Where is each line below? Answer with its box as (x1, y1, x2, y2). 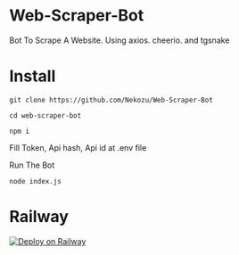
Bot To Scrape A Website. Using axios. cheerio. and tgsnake (9, 35, 230, 45)
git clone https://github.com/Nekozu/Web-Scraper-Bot (9, 95, 214, 104)
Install (9, 66, 56, 86)
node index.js (9, 177, 62, 185)
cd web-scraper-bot (9, 111, 82, 120)
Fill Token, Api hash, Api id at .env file (9, 142, 147, 152)
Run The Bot (9, 160, 55, 170)
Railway (9, 207, 70, 227)
